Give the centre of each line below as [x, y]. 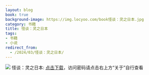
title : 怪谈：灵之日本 [27, 29]
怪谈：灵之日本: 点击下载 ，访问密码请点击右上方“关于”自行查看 [78, 67]
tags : [11, 33]
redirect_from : [21, 48]
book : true [17, 15]
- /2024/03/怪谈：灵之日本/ [37, 52]
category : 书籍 [21, 24]
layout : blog [19, 10]
